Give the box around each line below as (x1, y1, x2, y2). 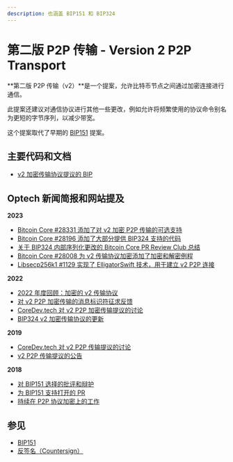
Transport (7, 57, 66, 73)
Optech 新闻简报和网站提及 (7, 192, 124, 204)
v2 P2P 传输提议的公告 (17, 352, 83, 360)
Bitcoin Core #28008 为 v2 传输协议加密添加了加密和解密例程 (17, 251, 193, 261)
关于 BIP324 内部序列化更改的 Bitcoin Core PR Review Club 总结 (17, 243, 200, 251)
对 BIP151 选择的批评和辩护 (17, 380, 95, 388)
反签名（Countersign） (17, 447, 83, 455)
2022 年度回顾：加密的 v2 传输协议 (17, 289, 118, 297)
